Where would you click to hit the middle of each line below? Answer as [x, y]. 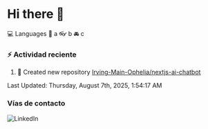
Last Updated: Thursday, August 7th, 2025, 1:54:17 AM [85, 86]
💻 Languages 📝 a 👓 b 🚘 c [46, 33]
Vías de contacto [36, 103]
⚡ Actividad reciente [42, 54]
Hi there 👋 [36, 14]
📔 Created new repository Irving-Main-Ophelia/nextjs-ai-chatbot [109, 72]
